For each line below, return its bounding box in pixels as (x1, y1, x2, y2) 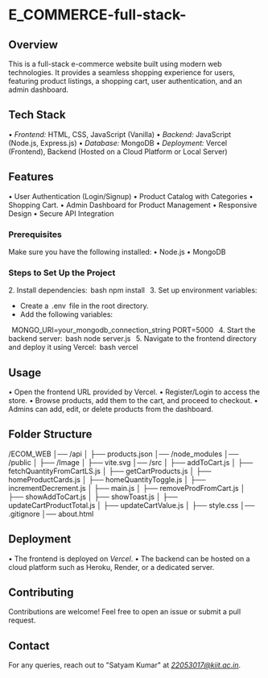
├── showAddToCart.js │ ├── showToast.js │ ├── (8, 492, 179, 501)
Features (8, 170, 54, 184)
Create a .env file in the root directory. (19, 301, 149, 311)
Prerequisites (8, 228, 62, 239)
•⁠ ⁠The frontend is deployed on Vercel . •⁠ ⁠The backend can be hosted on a (8, 554, 251, 564)
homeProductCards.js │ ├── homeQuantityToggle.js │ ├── (8, 474, 206, 485)
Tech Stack (8, 108, 66, 122)
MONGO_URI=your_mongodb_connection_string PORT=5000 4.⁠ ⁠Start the (11, 325, 256, 335)
